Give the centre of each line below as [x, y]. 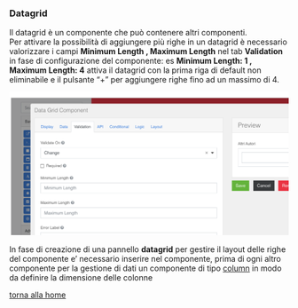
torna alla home [38, 295]
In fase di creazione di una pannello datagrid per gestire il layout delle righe [148, 249]
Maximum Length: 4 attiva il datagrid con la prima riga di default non [135, 70]
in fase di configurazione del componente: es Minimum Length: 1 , [131, 61]
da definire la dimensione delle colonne [81, 277]
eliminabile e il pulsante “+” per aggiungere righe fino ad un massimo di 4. [144, 80]
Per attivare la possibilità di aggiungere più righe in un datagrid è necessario [149, 42]
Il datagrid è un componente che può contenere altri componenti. [128, 33]
